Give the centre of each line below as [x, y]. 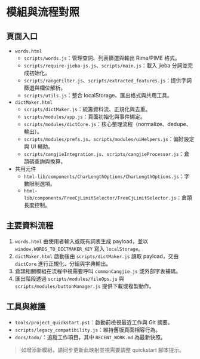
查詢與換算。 [50, 161]
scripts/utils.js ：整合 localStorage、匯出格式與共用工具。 [98, 95]
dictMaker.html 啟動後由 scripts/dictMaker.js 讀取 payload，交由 [97, 256]
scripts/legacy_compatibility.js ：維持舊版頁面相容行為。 [88, 330]
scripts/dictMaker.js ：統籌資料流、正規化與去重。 [87, 109]
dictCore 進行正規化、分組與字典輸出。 [63, 263]
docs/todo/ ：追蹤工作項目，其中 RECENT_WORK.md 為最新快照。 [90, 337]
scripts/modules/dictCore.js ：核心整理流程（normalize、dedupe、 [107, 124]
